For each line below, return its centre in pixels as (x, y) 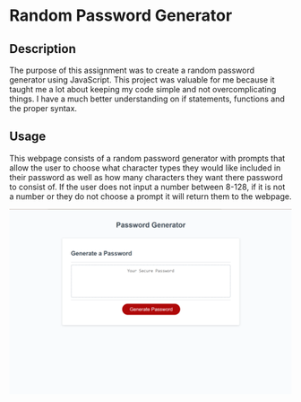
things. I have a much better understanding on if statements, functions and (147, 99)
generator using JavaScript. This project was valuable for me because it (142, 80)
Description (43, 49)
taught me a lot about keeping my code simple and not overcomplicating (143, 89)
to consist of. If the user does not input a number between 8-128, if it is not (147, 187)
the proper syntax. (43, 108)
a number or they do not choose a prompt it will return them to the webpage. (150, 196)
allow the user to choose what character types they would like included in (145, 168)
